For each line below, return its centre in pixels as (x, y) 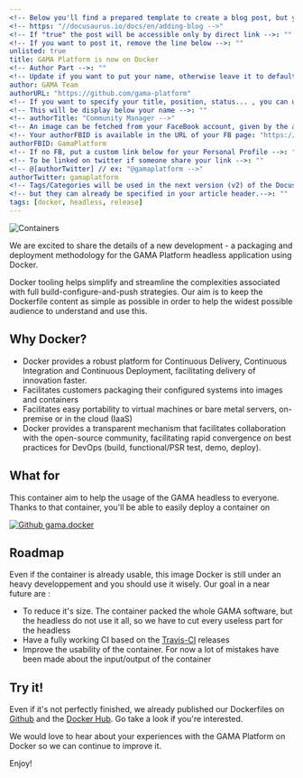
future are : (30, 594)
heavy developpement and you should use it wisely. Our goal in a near (140, 584)
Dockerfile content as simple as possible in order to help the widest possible (151, 301)
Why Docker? (48, 339)
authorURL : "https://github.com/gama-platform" (101, 93)
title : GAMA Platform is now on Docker (84, 60)
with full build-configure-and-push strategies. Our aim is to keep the (136, 292)
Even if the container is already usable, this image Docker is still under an (145, 575)
